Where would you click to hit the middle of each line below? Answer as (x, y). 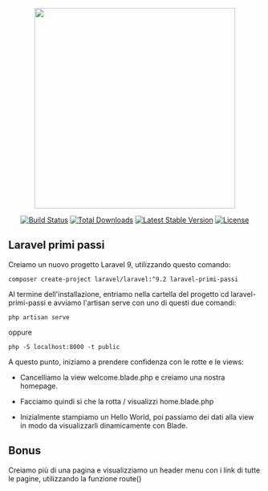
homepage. (39, 386)
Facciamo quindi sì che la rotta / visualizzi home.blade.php (117, 401)
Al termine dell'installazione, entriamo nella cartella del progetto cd (119, 294)
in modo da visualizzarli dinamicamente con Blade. (104, 425)
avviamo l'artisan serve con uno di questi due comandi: (145, 302)
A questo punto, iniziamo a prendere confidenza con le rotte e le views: (126, 362)
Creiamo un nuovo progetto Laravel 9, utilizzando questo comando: (120, 264)
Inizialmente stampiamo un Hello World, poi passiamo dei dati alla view (137, 416)
